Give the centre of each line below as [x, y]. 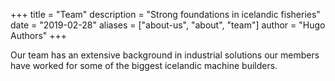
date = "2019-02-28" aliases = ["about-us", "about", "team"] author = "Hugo [168, 25]
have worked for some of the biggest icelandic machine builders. [144, 65]
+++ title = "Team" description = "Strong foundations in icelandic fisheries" [165, 14]
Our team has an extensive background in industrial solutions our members [165, 55]
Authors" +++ [39, 35]
